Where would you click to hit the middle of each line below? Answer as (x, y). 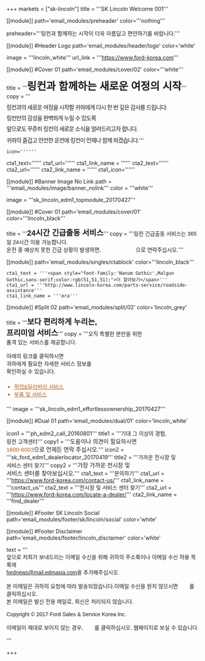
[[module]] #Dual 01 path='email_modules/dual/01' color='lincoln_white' (97, 421)
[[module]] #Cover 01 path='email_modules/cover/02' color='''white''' (95, 69)
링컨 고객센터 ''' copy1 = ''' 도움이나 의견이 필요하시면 (72, 442)
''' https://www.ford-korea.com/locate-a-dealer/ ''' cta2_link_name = (92, 494)
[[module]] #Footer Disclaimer (44, 531)
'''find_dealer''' (25, 501)
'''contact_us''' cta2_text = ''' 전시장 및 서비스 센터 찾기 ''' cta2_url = (89, 488)
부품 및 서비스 (31, 394)
